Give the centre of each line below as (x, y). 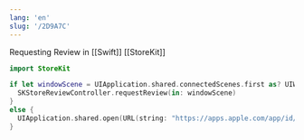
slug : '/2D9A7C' (40, 26)
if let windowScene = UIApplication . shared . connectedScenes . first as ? (145, 85)
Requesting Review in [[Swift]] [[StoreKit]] (87, 51)
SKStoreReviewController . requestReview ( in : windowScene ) (127, 93)
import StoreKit (40, 69)
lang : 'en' (30, 18)
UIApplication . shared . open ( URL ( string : (93, 118)
